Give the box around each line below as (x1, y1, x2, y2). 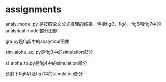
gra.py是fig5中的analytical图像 (5, 38, 70, 44)
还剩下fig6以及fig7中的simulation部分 (5, 70, 84, 77)
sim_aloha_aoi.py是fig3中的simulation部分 (5, 49, 93, 55)
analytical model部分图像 (5, 27, 58, 34)
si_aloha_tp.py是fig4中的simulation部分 (5, 60, 88, 66)
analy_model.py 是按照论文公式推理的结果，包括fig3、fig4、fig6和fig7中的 (5, 21, 161, 27)
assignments (5, 4, 62, 15)
